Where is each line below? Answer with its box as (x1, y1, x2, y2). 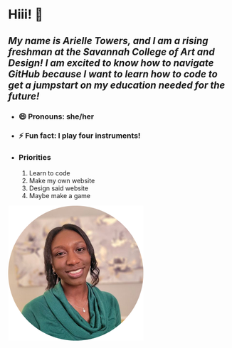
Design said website (28, 184, 88, 192)
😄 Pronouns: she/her (18, 112, 95, 121)
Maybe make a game (28, 191, 91, 200)
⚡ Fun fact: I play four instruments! (18, 131, 141, 141)
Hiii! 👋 (8, 6, 43, 23)
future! (8, 90, 40, 102)
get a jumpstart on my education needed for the (8, 79, 226, 91)
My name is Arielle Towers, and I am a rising (8, 35, 209, 47)
